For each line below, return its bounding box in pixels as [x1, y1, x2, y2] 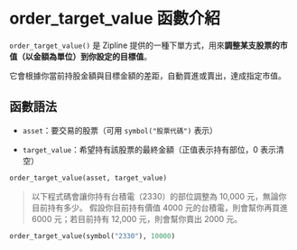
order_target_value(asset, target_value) [9, 173, 168, 182]
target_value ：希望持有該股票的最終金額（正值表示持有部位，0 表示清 [22, 144, 284, 154]
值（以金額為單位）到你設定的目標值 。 [9, 51, 152, 61]
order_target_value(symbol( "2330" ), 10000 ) [9, 231, 176, 240]
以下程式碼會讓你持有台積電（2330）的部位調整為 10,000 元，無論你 [31, 190, 287, 201]
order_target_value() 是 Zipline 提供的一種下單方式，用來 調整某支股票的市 [9, 40, 288, 51]
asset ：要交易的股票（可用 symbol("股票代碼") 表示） [22, 125, 218, 135]
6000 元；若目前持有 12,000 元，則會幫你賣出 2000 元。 [31, 213, 243, 224]
